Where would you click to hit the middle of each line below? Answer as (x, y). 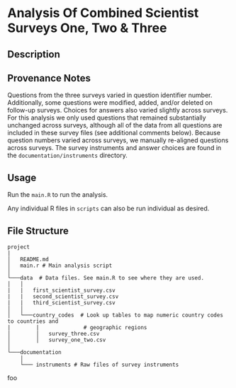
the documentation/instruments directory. (67, 155)
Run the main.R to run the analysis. (58, 195)
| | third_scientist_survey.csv (61, 303)
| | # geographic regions (77, 328)
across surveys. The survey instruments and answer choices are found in (114, 148)
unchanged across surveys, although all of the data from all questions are (115, 125)
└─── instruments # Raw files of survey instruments (100, 365)
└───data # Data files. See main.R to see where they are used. (106, 278)
